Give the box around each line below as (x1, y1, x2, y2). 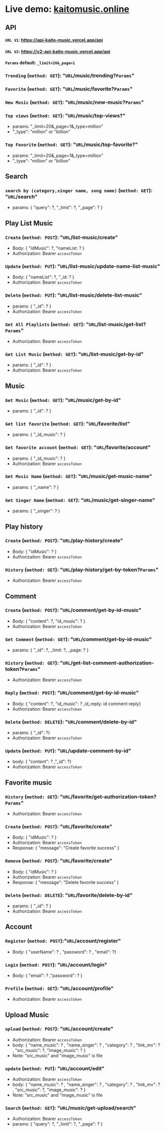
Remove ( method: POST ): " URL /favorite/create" (5, 857, 113, 864)
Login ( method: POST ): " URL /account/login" (5, 961, 107, 968)
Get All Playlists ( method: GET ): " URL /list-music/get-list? (5, 321, 147, 327)
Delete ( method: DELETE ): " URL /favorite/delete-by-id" (5, 891, 133, 898)
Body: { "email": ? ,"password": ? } (12, 972, 83, 978)
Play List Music (5, 219, 53, 227)
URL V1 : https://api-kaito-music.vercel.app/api (5, 37, 103, 43)
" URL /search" (5, 193, 38, 200)
